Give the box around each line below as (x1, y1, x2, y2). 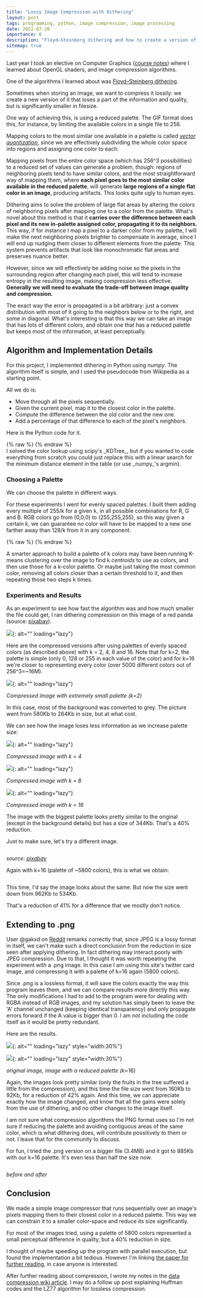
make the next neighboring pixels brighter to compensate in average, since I (6, 233, 196, 240)
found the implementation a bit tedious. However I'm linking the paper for (6, 1254, 189, 1261)
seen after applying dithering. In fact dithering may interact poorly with (6, 948, 183, 956)
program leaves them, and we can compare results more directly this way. (6, 986, 191, 993)
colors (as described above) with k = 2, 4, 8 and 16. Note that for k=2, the (6, 648, 190, 656)
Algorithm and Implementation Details (6, 345, 153, 356)
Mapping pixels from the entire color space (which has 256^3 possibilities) (6, 157, 192, 164)
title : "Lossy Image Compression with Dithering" (6, 8, 135, 15)
